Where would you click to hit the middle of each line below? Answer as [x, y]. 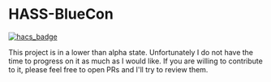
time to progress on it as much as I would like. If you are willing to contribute [136, 61]
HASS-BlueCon [61, 14]
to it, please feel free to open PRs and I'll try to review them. [108, 69]
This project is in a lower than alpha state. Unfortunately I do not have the [131, 52]
